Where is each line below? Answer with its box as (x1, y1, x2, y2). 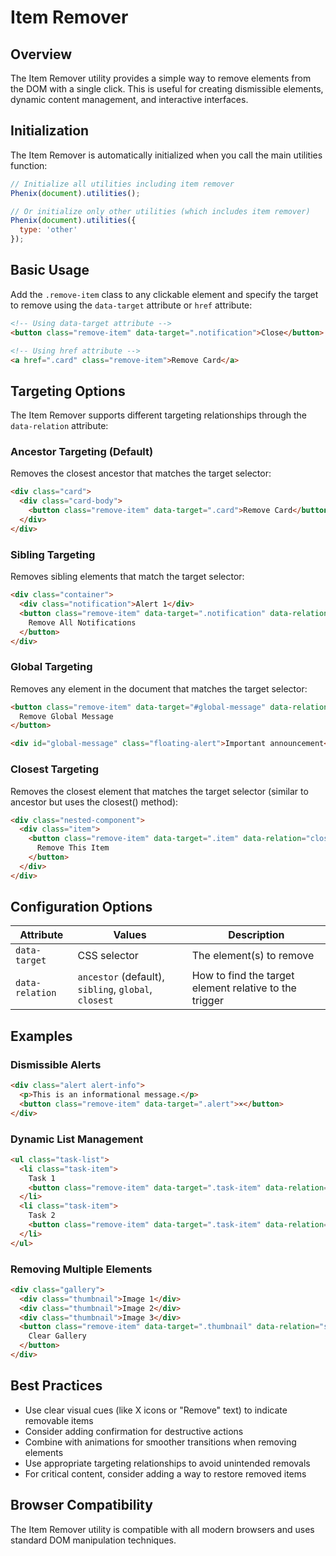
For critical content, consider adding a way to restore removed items (24, 1467, 307, 1480)
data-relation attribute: (10, 420, 109, 432)
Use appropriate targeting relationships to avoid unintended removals (24, 1457, 311, 1469)
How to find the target (191, 969, 295, 983)
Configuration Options (10, 899, 153, 916)
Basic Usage (10, 262, 90, 279)
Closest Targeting (10, 762, 100, 776)
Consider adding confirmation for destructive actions (24, 1425, 244, 1437)
